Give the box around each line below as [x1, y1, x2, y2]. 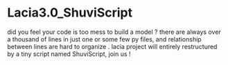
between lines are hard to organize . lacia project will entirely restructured [7, 42, 218, 50]
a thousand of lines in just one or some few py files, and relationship [7, 35, 202, 43]
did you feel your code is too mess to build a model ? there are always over [7, 28, 222, 36]
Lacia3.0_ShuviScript [7, 5, 133, 21]
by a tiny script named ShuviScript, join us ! [7, 50, 131, 58]
